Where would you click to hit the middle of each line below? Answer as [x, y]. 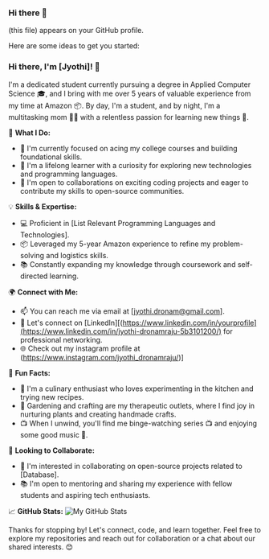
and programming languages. [69, 174]
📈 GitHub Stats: [36, 511]
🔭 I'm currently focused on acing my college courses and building [129, 148]
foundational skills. [51, 157]
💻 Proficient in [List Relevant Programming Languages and [118, 223]
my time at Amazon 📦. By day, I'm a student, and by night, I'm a [114, 105]
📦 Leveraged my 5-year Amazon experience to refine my [115, 244]
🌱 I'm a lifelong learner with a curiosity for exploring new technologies [136, 165]
